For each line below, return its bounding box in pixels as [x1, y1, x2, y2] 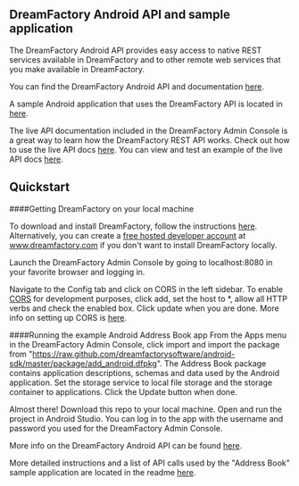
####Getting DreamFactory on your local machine [9, 203, 195, 214]
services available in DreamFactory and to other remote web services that [9, 54, 281, 65]
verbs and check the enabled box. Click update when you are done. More [9, 303, 279, 314]
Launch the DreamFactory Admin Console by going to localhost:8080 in [9, 256, 273, 267]
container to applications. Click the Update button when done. [9, 386, 238, 397]
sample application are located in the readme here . [9, 466, 196, 477]
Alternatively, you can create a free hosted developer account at [9, 230, 246, 240]
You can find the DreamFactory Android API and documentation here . [9, 80, 265, 92]
